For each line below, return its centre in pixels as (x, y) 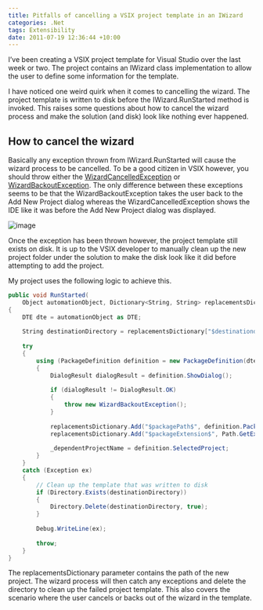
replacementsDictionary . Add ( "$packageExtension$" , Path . (145, 434)
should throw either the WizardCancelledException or (94, 177)
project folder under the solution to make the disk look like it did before (122, 258)
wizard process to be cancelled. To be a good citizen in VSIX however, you (128, 169)
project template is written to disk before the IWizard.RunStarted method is (129, 100)
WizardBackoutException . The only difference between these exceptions (126, 185)
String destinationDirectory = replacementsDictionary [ (115, 332)
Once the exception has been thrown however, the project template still (123, 241)
